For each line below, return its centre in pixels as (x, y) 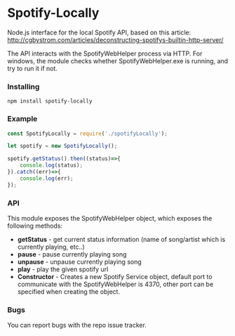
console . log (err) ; (47, 178)
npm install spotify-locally (50, 101)
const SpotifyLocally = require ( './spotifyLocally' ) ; (88, 134)
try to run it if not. (33, 68)
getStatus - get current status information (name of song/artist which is (121, 239)
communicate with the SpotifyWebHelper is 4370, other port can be (115, 284)
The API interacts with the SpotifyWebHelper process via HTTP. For (105, 53)
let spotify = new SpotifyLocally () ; (62, 146)
